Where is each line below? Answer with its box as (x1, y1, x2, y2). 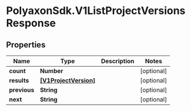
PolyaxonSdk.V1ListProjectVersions (6, 4, 186, 18)
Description (100, 57, 135, 65)
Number (40, 67, 63, 75)
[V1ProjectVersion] (40, 77, 96, 84)
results (9, 77, 29, 84)
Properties (6, 40, 46, 50)
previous (9, 86, 35, 94)
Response (6, 16, 56, 30)
